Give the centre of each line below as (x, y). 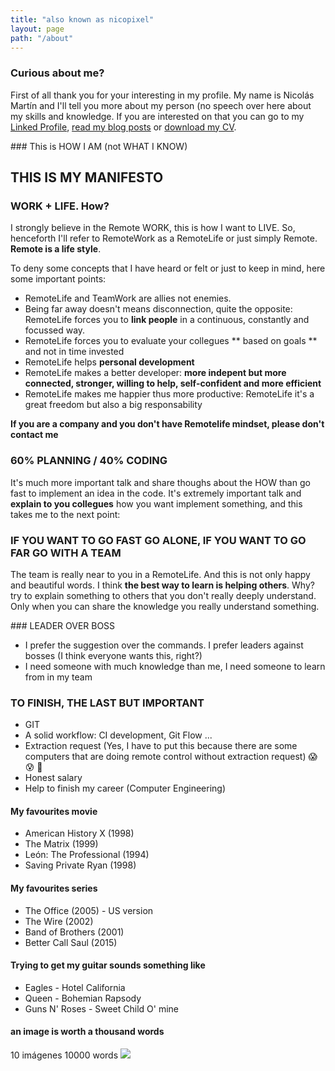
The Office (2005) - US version (89, 910)
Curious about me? (57, 73)
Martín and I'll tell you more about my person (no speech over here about (161, 105)
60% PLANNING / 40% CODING (89, 461)
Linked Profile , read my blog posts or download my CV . (123, 127)
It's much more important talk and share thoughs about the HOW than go (160, 482)
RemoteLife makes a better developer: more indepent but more (155, 373)
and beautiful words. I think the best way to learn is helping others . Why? (162, 585)
